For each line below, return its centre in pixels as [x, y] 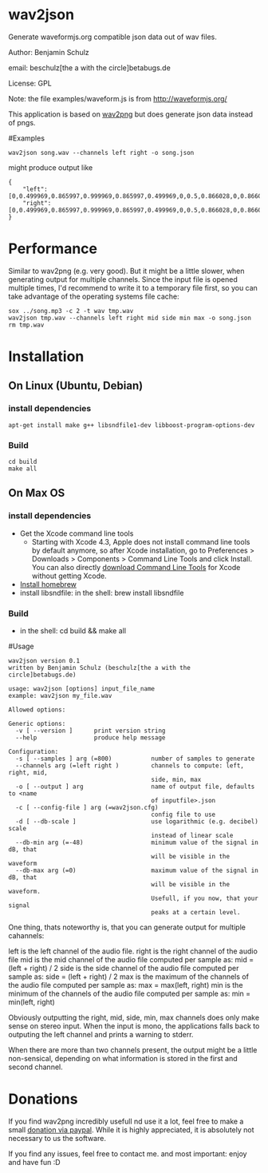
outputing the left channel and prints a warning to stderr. [101, 1035]
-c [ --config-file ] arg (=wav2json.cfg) [87, 808]
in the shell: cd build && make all [73, 631]
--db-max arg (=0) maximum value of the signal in [137, 871]
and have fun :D [35, 1162]
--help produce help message [91, 738]
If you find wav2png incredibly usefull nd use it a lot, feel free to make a [126, 1121]
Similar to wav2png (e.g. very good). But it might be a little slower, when [126, 271]
